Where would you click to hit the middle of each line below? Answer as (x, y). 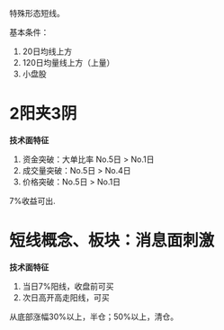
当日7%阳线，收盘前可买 (68, 286)
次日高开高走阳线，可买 (66, 297)
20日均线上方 (47, 51)
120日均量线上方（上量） (68, 62)
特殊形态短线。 (37, 13)
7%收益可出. (32, 201)
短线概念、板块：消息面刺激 (112, 241)
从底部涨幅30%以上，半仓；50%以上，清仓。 (94, 317)
